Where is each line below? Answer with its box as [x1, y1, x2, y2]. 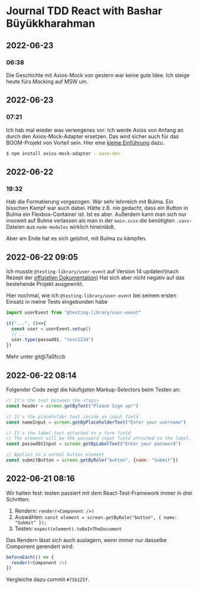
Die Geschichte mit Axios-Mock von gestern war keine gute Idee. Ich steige [6, 71, 190, 78]
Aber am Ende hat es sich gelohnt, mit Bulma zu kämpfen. [6, 235, 147, 242]
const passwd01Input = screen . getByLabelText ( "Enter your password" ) [6, 441, 181, 447]
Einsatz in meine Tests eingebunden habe [6, 298, 108, 305]
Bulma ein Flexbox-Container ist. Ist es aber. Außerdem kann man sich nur [6, 211, 187, 218]
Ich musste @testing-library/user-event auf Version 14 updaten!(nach [6, 268, 179, 275]
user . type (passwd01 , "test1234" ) [11, 337, 94, 343]
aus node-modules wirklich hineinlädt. [26, 224, 116, 231]
